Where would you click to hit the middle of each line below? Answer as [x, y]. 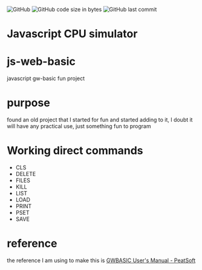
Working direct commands [75, 151]
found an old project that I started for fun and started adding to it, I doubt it [100, 120]
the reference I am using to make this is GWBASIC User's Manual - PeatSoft [101, 260]
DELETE [26, 174]
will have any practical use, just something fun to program [79, 126]
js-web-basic [41, 62]
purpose [28, 103]
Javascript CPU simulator [72, 34]
